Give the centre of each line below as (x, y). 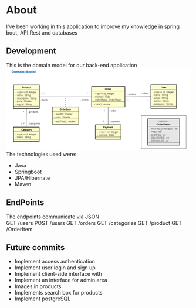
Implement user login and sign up (55, 268)
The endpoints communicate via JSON (53, 217)
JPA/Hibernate (32, 178)
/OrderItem (19, 229)
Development (31, 51)
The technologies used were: (41, 154)
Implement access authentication (55, 262)
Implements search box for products (58, 293)
